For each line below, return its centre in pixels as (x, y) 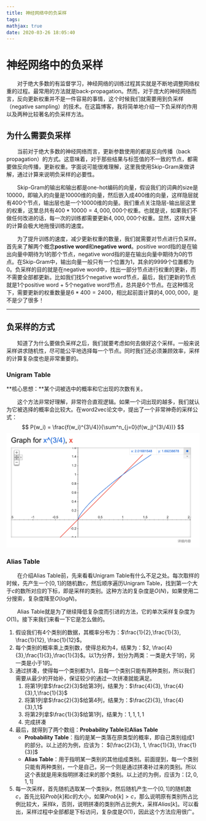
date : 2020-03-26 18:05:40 (41, 33)
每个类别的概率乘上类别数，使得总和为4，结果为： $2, (83, 648)
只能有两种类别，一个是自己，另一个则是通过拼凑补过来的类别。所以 (110, 767)
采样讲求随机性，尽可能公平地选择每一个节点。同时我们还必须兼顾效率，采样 (103, 350)
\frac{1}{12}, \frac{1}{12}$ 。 (50, 640)
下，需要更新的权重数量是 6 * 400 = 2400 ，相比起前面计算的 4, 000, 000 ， (100, 292)
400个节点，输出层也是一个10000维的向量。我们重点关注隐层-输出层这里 (104, 203)
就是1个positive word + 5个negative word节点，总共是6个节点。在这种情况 (100, 285)
